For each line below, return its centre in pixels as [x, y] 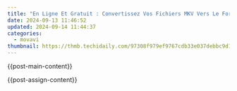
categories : [25, 33]
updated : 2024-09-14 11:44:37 [52, 27]
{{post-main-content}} [40, 66]
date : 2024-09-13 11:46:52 [47, 20]
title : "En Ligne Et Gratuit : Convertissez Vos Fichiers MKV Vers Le [113, 14]
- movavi [26, 40]
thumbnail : [23, 46]
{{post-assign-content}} [42, 80]
